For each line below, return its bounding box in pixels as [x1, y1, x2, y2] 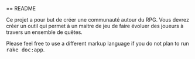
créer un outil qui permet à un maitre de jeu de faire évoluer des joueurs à [6, 23, 184, 29]
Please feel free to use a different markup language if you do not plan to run [6, 40, 189, 47]
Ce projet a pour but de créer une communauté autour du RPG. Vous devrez [6, 16, 189, 23]
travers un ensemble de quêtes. [6, 29, 83, 36]
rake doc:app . [6, 46, 45, 53]
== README [6, 5, 36, 12]
